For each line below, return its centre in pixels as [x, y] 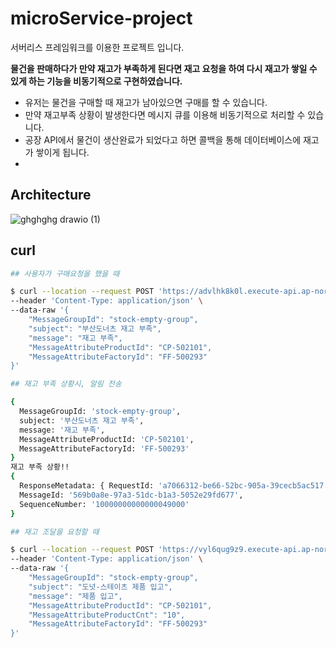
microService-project [101, 18]
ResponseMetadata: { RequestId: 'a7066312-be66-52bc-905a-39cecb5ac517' [174, 486]
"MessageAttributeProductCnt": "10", [107, 615]
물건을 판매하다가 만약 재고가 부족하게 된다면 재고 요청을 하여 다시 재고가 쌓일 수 [164, 68]
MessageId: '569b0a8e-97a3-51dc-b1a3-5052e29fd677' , [131, 495]
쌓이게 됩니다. [62, 152]
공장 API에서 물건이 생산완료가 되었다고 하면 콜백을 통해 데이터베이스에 [163, 139]
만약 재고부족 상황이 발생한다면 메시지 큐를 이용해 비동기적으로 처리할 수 [165, 114]
